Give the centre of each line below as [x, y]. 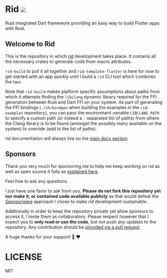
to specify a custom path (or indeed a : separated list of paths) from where [82, 118]
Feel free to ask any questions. [37, 181]
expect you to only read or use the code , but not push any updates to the [81, 221]
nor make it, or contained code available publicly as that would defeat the [82, 196]
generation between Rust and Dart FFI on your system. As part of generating [84, 102]
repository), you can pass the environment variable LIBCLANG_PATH [92, 112]
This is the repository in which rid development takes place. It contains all [81, 56]
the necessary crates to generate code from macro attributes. [69, 61]
